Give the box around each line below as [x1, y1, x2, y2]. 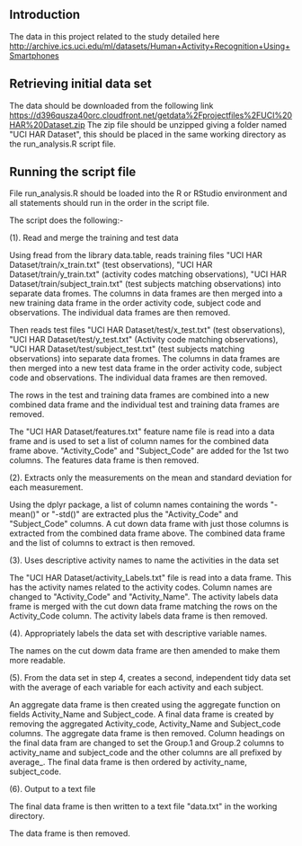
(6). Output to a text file [9, 784, 96, 795]
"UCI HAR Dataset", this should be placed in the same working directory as [9, 129, 287, 139]
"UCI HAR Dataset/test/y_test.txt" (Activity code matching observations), [9, 334, 279, 345]
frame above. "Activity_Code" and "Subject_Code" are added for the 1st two [9, 445, 289, 457]
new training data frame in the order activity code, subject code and [9, 298, 262, 308]
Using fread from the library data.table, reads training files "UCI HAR [9, 250, 263, 261]
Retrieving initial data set [9, 76, 152, 92]
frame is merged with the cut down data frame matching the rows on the [9, 601, 279, 612]
